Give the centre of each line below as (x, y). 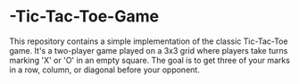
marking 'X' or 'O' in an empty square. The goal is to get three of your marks (149, 60)
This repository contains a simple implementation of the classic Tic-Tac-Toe (149, 41)
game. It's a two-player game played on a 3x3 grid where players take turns (149, 50)
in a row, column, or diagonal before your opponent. (105, 70)
